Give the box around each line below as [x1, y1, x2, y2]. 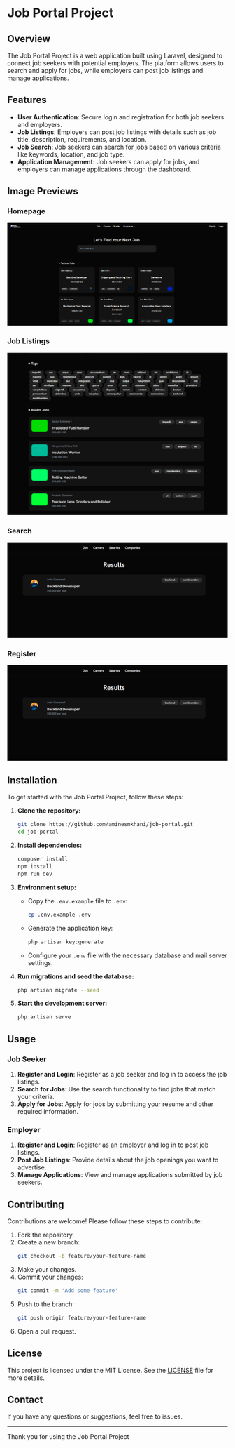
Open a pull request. [17, 1327, 77, 1335]
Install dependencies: [17, 841, 83, 850]
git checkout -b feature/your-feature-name [17, 1253, 147, 1260]
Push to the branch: [17, 1300, 75, 1308]
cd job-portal [17, 828, 59, 836]
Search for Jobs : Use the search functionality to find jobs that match [17, 1085, 216, 1093]
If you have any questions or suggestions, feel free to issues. [7, 1412, 183, 1421]
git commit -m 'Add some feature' [17, 1287, 118, 1294]
